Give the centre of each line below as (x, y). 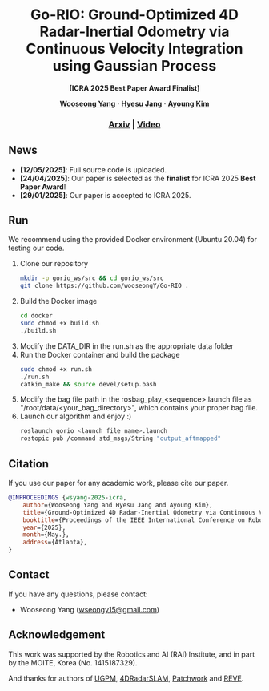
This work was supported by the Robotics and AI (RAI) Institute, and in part (132, 654)
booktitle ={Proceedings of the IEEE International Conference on (134, 520)
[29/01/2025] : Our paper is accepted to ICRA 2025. (105, 195)
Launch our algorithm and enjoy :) (76, 416)
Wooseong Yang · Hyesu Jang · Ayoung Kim (134, 103)
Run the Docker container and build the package (100, 354)
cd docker (36, 316)
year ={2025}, (44, 527)
